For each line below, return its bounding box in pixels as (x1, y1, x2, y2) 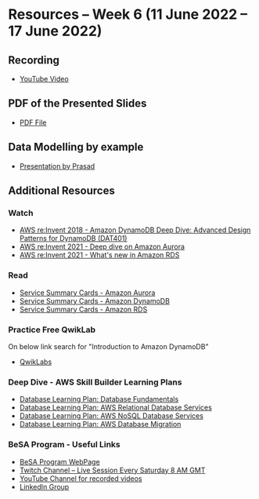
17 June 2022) (8, 22, 103, 40)
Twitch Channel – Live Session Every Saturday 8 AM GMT (19, 465, 206, 475)
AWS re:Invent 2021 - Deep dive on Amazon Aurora (19, 242, 185, 252)
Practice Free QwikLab (8, 324, 96, 335)
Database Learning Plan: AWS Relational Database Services (19, 402, 213, 413)
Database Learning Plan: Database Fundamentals (19, 395, 179, 404)
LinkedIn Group (19, 482, 70, 491)
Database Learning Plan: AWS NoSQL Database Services (19, 411, 203, 421)
